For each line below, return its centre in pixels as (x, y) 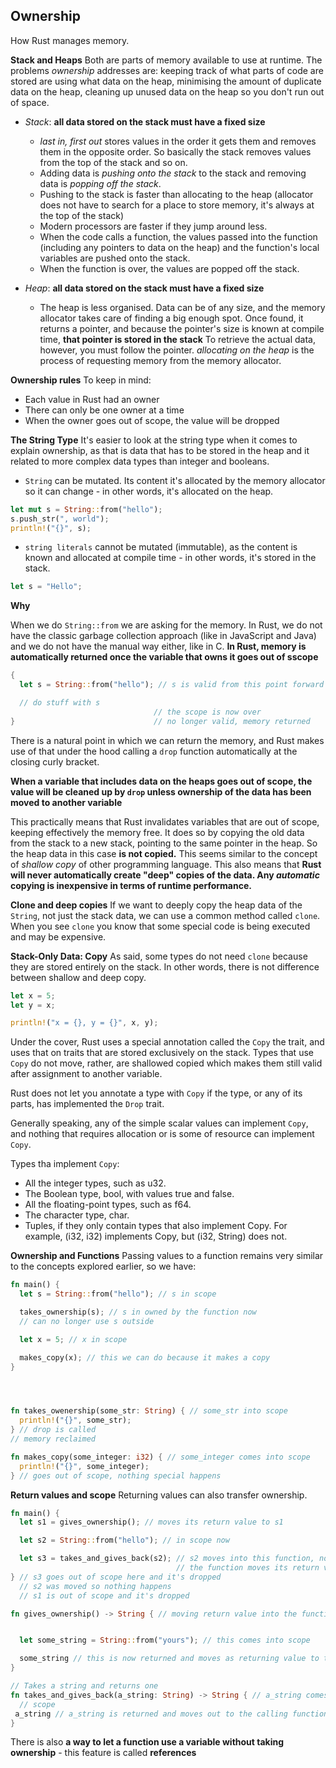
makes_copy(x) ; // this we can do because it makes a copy (145, 1357)
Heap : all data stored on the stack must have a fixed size (144, 288)
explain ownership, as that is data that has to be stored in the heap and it (160, 450)
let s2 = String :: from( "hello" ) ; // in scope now (124, 1540)
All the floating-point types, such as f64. (108, 1205)
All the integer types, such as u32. (95, 1183)
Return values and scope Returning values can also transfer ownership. (159, 1495)
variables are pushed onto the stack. (115, 258)
